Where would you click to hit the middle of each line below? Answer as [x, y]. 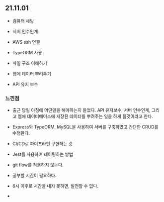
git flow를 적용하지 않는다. [38, 165]
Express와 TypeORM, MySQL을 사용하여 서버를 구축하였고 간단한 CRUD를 [85, 127]
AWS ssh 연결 [26, 42]
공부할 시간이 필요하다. [34, 176]
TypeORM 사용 [27, 52]
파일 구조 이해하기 [30, 63]
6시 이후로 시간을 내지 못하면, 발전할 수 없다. [55, 186]
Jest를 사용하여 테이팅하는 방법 [43, 154]
